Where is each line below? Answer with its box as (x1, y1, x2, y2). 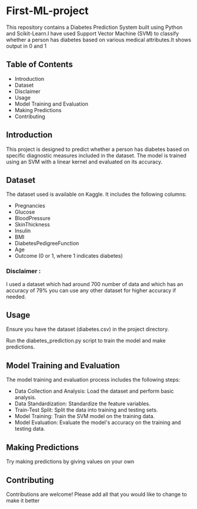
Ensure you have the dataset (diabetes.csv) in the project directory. (6, 326, 169, 333)
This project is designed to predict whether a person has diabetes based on (6, 146, 190, 153)
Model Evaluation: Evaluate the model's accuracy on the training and (14, 419, 181, 426)
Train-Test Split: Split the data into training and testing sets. (14, 406, 158, 413)
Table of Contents (6, 60, 74, 70)
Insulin (14, 227, 31, 234)
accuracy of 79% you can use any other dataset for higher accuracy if (6, 287, 176, 294)
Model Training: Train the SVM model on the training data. (14, 413, 155, 420)
